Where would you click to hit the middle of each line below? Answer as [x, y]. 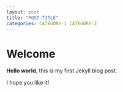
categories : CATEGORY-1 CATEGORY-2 [52, 23]
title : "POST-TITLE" [33, 18]
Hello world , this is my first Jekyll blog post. [62, 71]
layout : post [23, 12]
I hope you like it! [28, 83]
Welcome [31, 54]
